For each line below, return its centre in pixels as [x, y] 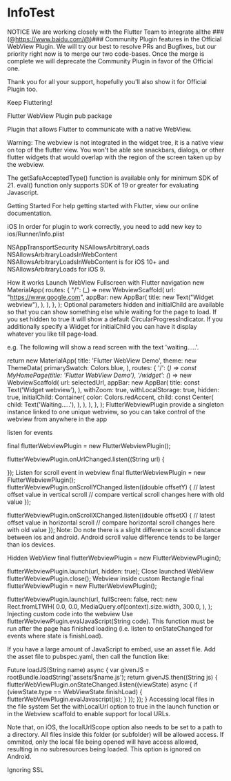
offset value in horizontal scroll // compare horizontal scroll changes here [111, 523]
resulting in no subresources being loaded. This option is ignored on [104, 749]
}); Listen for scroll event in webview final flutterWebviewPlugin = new [107, 472]
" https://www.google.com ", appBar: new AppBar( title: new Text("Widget [110, 297]
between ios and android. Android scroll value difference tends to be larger [114, 537]
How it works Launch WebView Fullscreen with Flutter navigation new [106, 282]
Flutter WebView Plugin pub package [60, 116]
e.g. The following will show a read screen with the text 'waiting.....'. [103, 347]
